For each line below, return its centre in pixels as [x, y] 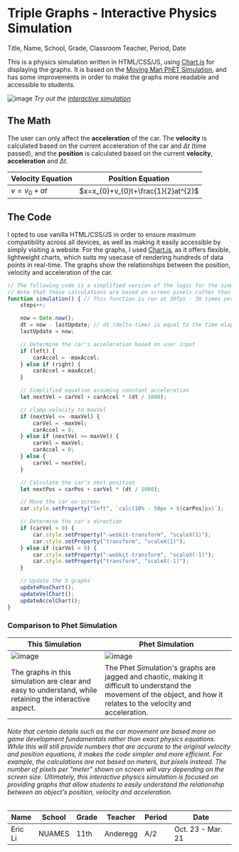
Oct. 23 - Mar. [198, 829]
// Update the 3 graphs [55, 581]
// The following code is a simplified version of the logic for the [113, 285]
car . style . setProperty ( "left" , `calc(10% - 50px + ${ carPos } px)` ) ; [122, 509]
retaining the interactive [51, 699]
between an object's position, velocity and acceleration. [90, 792]
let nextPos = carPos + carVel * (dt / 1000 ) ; [90, 489]
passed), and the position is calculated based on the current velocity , [110, 153]
